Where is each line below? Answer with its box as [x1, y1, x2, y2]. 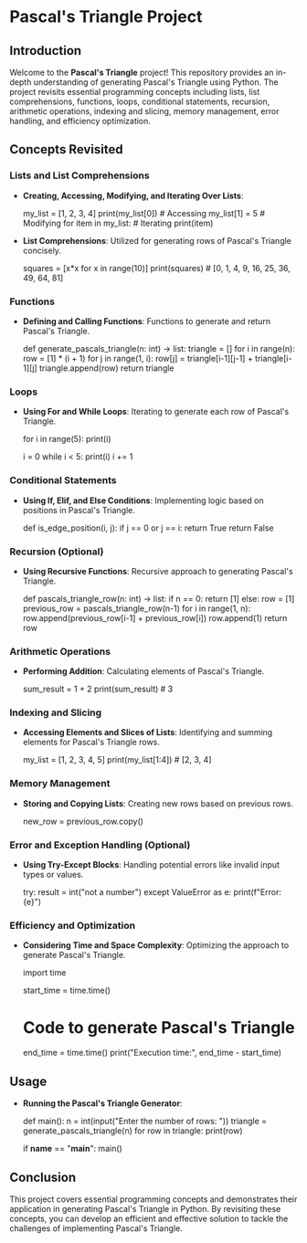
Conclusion [9, 1169, 77, 1185]
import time [22, 967, 67, 978]
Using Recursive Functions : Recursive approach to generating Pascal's [22, 565, 294, 576]
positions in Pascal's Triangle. [22, 504, 135, 515]
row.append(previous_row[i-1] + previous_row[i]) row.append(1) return [22, 612, 288, 623]
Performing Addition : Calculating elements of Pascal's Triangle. [22, 666, 265, 677]
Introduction [9, 43, 82, 58]
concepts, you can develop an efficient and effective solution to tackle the [9, 1213, 289, 1224]
